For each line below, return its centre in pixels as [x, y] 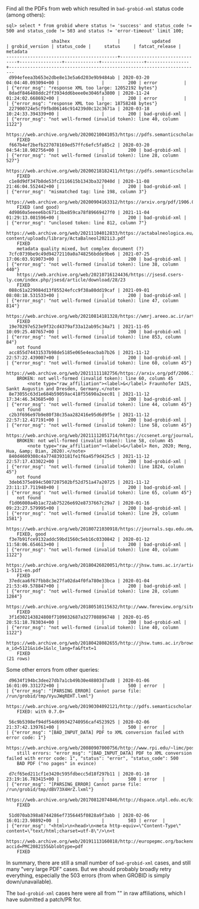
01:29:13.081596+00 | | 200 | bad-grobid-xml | [96, 218]
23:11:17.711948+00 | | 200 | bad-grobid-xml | [96, 487]
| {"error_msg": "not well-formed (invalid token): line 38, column [92, 264]
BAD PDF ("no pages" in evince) [57, 764]
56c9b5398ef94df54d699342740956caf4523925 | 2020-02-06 [79, 722]
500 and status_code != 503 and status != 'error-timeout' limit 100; [95, 31]
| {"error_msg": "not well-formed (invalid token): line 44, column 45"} [99, 404]
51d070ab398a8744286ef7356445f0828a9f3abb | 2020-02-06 [79, 815]
